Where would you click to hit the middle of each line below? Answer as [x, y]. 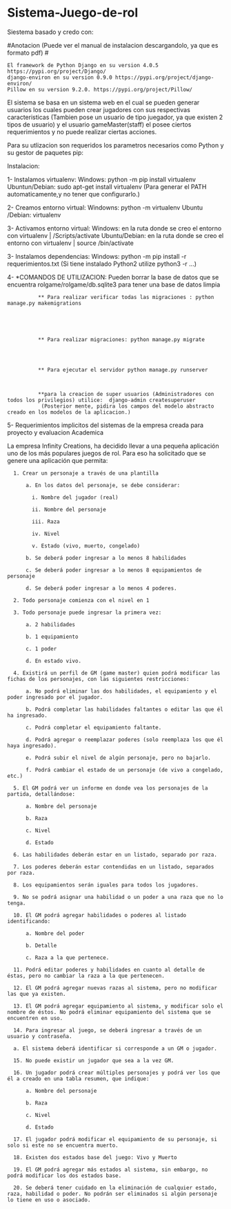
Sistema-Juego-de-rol [73, 13]
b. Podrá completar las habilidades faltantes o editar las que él [124, 709]
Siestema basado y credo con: [50, 32]
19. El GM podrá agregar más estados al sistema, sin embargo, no [111, 1170]
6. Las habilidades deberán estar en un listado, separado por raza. [115, 855]
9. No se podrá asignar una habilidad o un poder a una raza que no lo [119, 897]
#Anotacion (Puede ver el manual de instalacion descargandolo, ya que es [113, 45]
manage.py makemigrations [44, 303]
